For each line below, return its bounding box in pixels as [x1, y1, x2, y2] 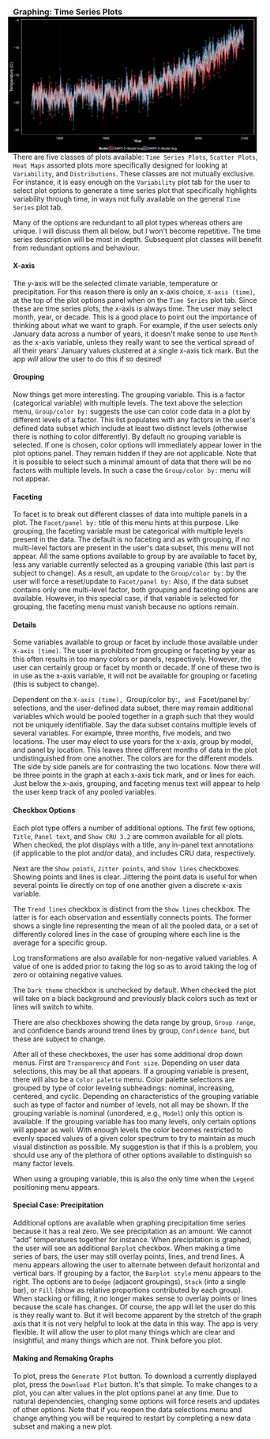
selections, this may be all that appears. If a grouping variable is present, [13, 1066, 249, 1075]
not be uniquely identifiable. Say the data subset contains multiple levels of [13, 720, 257, 730]
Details [13, 620, 37, 629]
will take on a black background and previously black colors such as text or [13, 993, 257, 1003]
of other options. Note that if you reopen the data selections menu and [13, 1404, 242, 1414]
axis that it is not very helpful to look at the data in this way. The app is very [13, 1319, 259, 1328]
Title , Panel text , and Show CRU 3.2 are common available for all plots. [13, 831, 244, 840]
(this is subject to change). [13, 679, 99, 689]
